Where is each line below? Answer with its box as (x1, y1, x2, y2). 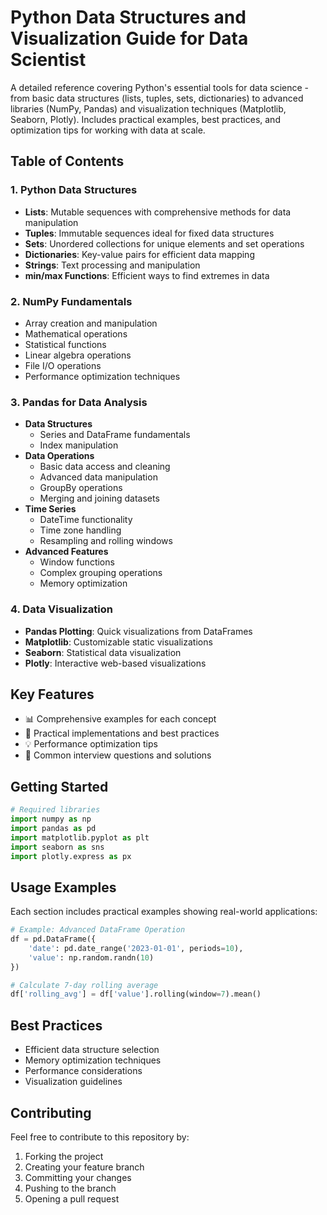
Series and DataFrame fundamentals (39, 429, 191, 441)
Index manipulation (39, 439, 119, 451)
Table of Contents (10, 153, 125, 170)
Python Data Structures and (10, 6, 247, 29)
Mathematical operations (24, 327, 128, 340)
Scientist (10, 49, 87, 71)
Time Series (24, 503, 77, 515)
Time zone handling (39, 524, 122, 536)
